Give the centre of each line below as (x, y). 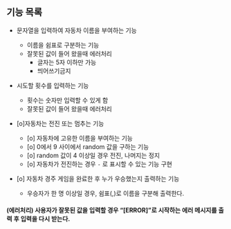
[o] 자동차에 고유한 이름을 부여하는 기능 (80, 138)
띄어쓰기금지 (54, 70)
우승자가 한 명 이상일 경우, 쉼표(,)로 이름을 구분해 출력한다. (105, 193)
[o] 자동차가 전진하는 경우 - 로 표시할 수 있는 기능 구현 (99, 163)
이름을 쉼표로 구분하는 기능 (63, 45)
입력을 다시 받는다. (45, 219)
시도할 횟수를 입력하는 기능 (53, 86)
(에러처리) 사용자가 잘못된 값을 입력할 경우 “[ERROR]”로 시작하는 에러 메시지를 (112, 210)
